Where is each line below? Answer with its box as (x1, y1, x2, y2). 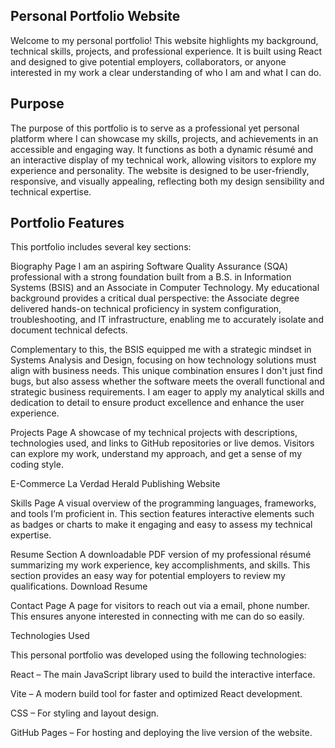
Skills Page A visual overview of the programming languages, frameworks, (10, 497, 317, 509)
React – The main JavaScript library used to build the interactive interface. (10, 669, 316, 681)
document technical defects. (10, 324, 128, 336)
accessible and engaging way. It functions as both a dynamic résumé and (10, 143, 313, 155)
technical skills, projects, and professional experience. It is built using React (10, 45, 322, 57)
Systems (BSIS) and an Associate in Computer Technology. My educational (10, 282, 320, 294)
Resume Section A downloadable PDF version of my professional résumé (10, 549, 312, 561)
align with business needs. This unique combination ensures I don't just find (10, 365, 323, 377)
